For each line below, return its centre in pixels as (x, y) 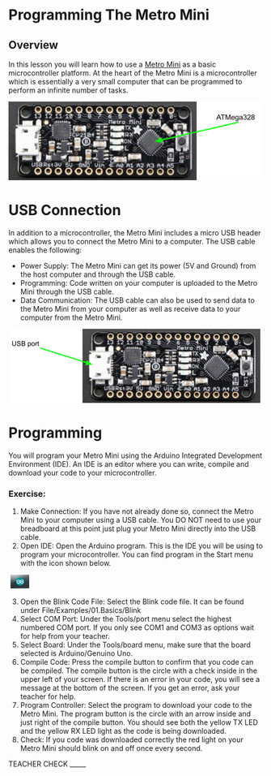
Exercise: (27, 494)
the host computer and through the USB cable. (98, 274)
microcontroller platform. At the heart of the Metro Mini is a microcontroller (133, 73)
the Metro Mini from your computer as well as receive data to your (130, 308)
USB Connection (65, 211)
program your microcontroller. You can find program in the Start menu (136, 554)
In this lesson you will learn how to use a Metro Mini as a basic (112, 64)
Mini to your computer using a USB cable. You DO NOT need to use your (141, 520)
